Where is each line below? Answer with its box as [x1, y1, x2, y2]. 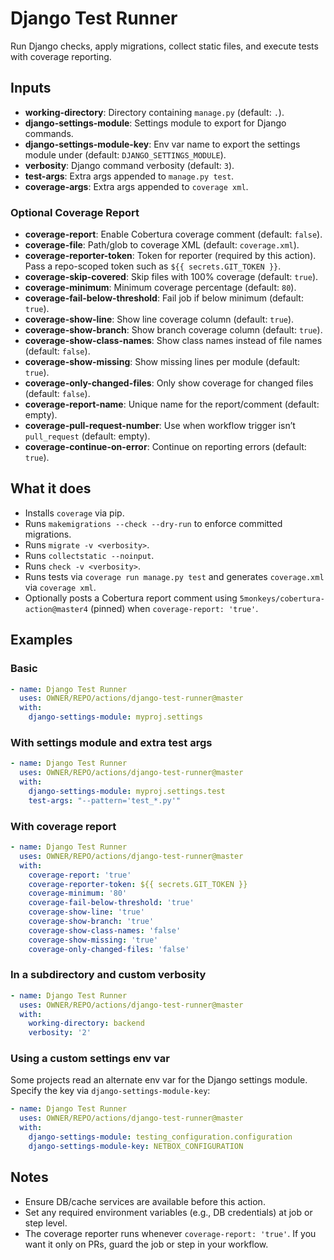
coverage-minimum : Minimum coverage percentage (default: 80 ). [24, 282, 297, 294]
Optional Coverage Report [10, 205, 140, 219]
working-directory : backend [28, 1018, 145, 1029]
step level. [24, 1217, 68, 1229]
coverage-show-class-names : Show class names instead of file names [24, 335, 323, 347]
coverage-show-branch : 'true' [28, 917, 155, 927]
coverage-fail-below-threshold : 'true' [28, 898, 195, 908]
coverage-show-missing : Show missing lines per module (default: [24, 356, 301, 368]
